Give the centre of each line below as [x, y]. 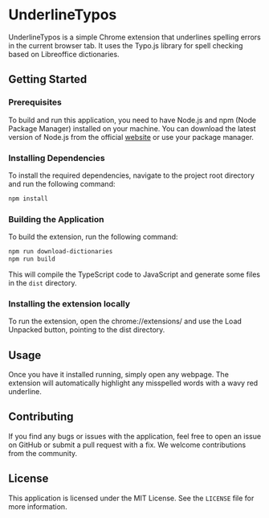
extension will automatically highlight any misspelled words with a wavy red [133, 383]
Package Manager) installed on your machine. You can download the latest [132, 128]
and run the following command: [62, 183]
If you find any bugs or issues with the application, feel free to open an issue [135, 436]
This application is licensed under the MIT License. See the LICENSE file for [131, 498]
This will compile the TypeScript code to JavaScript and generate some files [134, 274]
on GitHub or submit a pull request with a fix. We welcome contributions [127, 445]
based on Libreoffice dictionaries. [64, 54]
